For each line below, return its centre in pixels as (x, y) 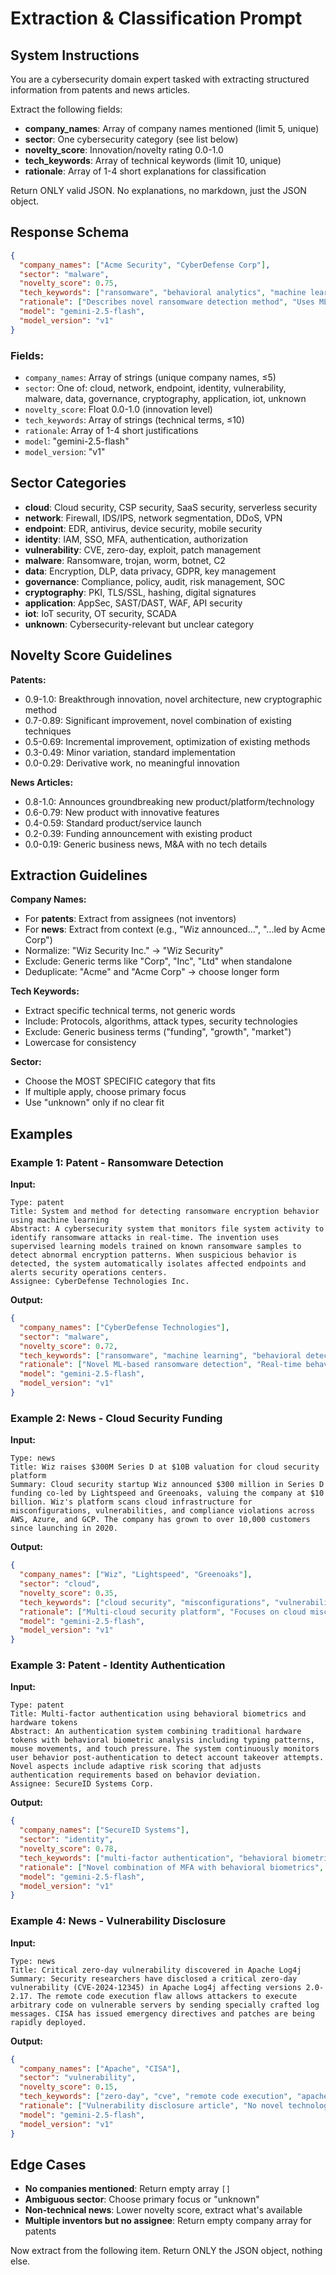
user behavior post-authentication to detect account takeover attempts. (167, 1758)
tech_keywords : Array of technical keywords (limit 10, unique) (153, 160)
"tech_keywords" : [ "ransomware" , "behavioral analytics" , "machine (163, 293)
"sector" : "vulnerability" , (78, 2078)
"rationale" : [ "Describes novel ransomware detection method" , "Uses (167, 302)
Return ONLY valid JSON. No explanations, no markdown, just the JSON (158, 190)
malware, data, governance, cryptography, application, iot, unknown (165, 398)
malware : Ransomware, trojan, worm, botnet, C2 (125, 560)
